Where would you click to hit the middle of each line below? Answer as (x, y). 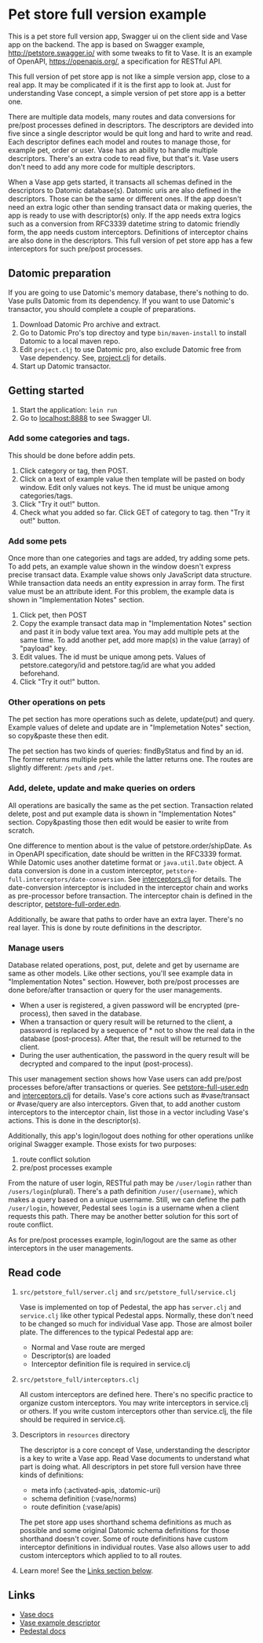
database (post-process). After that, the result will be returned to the (130, 1039)
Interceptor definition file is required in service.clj (111, 1363)
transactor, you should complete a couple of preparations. (102, 309)
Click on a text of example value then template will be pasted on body (132, 479)
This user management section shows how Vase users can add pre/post (125, 1079)
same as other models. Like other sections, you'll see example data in (121, 973)
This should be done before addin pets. (72, 455)
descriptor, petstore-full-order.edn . (65, 904)
